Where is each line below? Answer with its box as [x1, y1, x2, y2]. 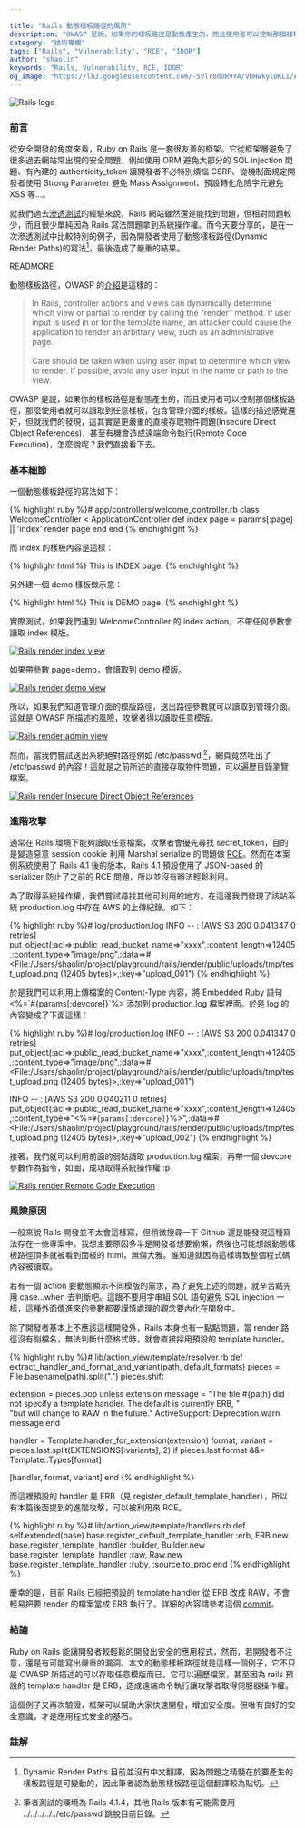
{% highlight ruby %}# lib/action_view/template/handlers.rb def [9, 1520, 246, 1531]
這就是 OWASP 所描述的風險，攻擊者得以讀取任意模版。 [9, 713, 219, 723]
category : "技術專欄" [9, 38, 86, 47]
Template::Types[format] [9, 1454, 103, 1466]
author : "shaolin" [9, 55, 79, 64]
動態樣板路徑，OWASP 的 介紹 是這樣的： [9, 279, 161, 290]
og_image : [9, 72, 47, 82]
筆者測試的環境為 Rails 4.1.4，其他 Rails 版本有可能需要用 [22, 1796, 236, 1807]
